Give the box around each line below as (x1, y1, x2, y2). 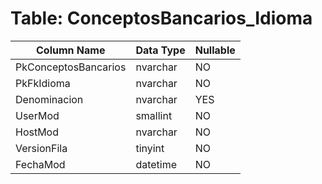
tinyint (135, 141, 165, 155)
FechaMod (15, 157, 66, 171)
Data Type (135, 43, 186, 57)
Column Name (35, 43, 106, 57)
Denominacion (15, 92, 84, 106)
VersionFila (15, 141, 68, 155)
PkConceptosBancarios (15, 60, 127, 74)
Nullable (194, 43, 236, 57)
